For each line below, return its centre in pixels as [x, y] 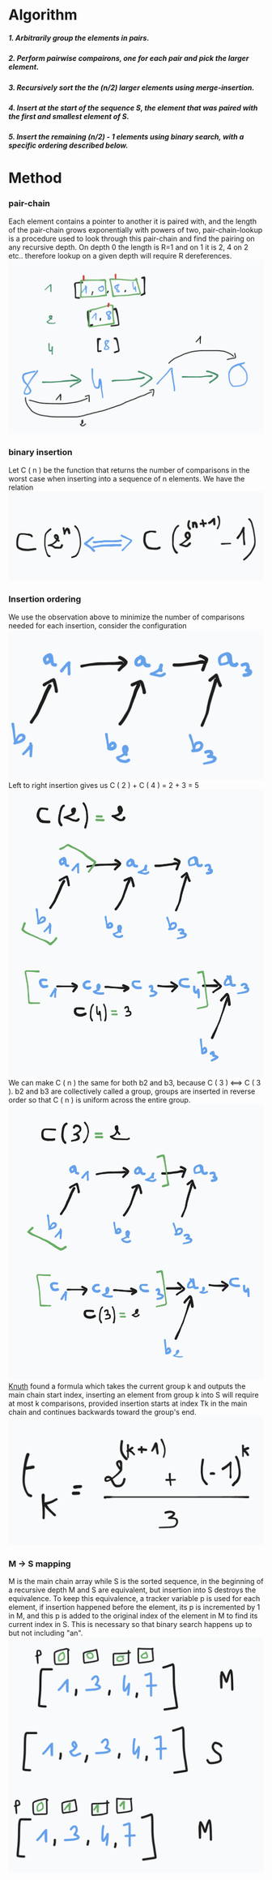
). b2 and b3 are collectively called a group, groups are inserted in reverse [132, 1091]
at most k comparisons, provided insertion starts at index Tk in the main [128, 1403]
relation [21, 487]
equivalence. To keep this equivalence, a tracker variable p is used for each [134, 1598]
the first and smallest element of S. [69, 116]
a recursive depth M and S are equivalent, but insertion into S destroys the [132, 1590]
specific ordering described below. [68, 146]
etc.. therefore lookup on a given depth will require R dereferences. [120, 255]
